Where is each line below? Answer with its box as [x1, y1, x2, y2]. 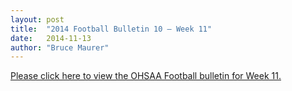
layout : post [10, 14, 65, 25]
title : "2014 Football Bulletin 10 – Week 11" [10, 24, 213, 34]
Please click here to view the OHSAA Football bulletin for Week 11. [10, 70, 282, 82]
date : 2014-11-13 [10, 33, 92, 43]
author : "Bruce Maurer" [10, 42, 110, 53]
